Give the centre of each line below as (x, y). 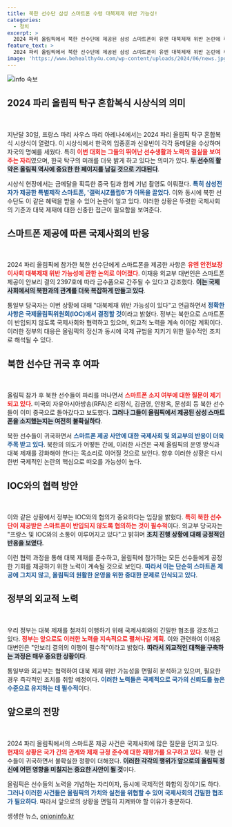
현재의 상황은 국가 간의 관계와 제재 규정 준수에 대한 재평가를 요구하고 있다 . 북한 (112, 752)
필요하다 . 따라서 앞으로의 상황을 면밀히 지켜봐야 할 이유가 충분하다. (104, 801)
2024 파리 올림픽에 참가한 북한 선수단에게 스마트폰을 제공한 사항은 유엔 (103, 265)
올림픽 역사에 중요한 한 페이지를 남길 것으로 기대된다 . (90, 169)
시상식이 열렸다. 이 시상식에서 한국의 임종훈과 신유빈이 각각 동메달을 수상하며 (117, 143)
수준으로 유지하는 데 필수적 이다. (49, 688)
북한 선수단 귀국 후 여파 (54, 364)
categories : (24, 20)
